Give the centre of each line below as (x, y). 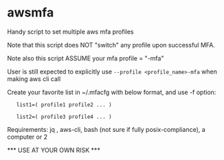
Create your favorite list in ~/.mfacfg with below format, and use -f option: (112, 92)
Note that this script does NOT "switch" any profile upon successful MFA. (111, 45)
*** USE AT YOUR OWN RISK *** (54, 150)
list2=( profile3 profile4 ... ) (64, 117)
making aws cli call (34, 79)
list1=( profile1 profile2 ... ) (64, 104)
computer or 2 (27, 137)
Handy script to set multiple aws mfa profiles (70, 32)
